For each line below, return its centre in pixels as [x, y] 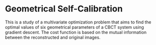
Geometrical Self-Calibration [64, 9]
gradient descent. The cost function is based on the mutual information [76, 32]
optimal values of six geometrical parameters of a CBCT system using [74, 27]
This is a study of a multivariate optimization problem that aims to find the [78, 22]
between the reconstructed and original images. [53, 37]
